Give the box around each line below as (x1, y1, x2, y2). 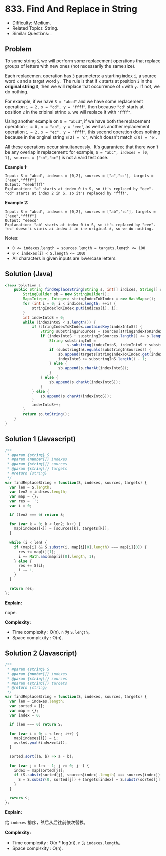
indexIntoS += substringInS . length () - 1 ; (58, 356, 147, 361)
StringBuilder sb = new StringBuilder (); (23, 292, 110, 297)
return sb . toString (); (23, 412, 70, 417)
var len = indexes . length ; (9, 699, 65, 704)
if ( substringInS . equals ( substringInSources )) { (49, 347, 152, 352)
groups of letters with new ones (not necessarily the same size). (5, 63, 136, 69)
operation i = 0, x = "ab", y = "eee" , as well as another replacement (5, 123, 150, 129)
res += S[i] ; (18, 563, 45, 568)
